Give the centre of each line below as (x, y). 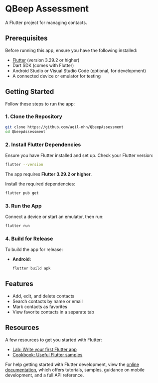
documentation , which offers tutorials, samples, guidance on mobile (75, 369)
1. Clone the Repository (34, 116)
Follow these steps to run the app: (40, 103)
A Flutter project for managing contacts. (46, 22)
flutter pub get (22, 193)
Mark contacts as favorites (40, 306)
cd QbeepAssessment (25, 131)
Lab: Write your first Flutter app (45, 349)
